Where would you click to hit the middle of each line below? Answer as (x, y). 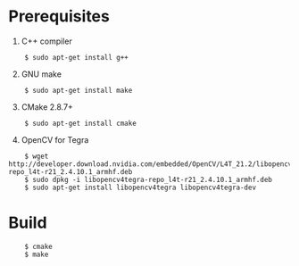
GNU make (41, 74)
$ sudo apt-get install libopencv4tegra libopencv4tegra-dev (140, 187)
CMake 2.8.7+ (47, 107)
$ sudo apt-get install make (79, 90)
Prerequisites (59, 17)
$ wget (37, 156)
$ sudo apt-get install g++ (76, 57)
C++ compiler (46, 41)
